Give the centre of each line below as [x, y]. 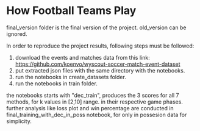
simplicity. [19, 121]
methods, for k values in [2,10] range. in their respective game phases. [95, 102]
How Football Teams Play [71, 11]
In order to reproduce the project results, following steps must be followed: [100, 46]
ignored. [17, 34]
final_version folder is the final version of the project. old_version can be [96, 27]
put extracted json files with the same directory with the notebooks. [100, 70]
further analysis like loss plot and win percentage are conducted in [90, 108]
